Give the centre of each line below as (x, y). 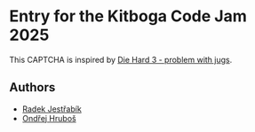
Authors (32, 87)
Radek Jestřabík (52, 109)
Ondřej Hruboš (49, 118)
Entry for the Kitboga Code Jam (128, 16)
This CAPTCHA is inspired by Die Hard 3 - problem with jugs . (121, 59)
